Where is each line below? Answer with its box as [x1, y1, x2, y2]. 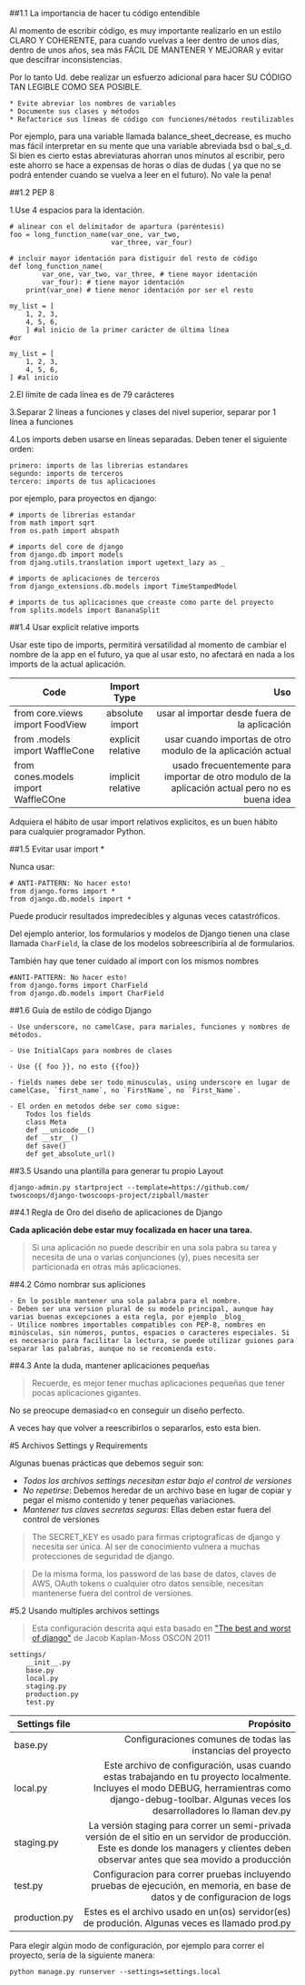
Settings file [16, 1718, 71, 1730]
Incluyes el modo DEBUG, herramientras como [93, 1782, 291, 1794]
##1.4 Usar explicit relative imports [9, 622, 140, 632]
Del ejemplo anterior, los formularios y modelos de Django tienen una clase [9, 928, 290, 939]
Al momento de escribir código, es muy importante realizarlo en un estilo [9, 25, 281, 35]
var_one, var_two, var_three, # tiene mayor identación [42, 270, 258, 279]
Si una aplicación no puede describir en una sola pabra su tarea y [31, 1242, 278, 1252]
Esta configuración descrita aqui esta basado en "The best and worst [31, 1623, 291, 1634]
